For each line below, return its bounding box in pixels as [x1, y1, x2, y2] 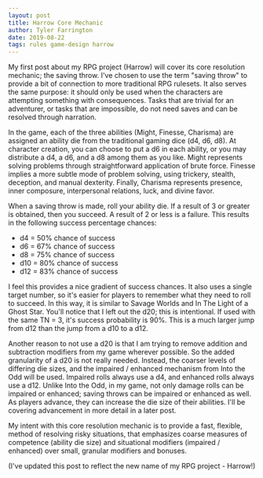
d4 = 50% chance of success [19, 233, 115, 243]
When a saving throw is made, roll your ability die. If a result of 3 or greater [8, 201, 250, 211]
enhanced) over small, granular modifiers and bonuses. [8, 446, 187, 456]
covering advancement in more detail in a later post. [8, 406, 177, 415]
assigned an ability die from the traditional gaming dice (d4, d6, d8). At [8, 136, 237, 145]
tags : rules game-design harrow [8, 41, 114, 49]
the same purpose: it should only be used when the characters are [8, 87, 224, 97]
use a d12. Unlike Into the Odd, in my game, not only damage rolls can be [8, 381, 245, 390]
